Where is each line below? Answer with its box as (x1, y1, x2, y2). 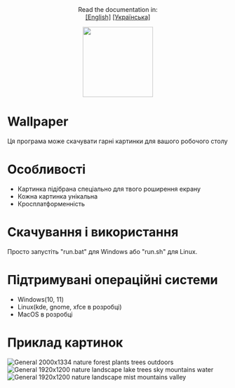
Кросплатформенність (17, 199, 86, 208)
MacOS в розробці (17, 310, 73, 319)
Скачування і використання (7, 225, 179, 240)
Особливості (7, 161, 86, 178)
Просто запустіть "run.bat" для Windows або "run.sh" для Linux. (7, 247, 198, 255)
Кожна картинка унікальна (17, 192, 98, 201)
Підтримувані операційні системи (7, 272, 218, 288)
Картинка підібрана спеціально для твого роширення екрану (17, 185, 201, 193)
